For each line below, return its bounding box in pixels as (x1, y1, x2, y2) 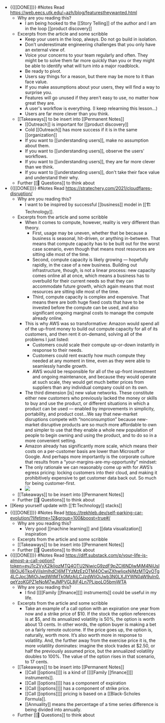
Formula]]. (24, 696, 46, 702)
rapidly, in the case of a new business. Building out (32, 262, 137, 268)
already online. (32, 315, 63, 321)
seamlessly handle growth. (32, 363, 88, 369)
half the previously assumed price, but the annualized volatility (24, 648, 154, 654)
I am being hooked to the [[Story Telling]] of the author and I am (24, 20, 156, 26)
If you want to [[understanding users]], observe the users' (24, 148, 145, 154)
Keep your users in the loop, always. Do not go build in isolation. (24, 36, 157, 42)
